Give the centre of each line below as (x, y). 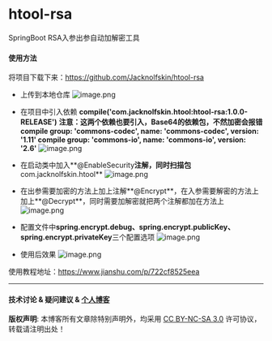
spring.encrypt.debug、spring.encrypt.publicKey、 (145, 227)
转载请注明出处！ (37, 329)
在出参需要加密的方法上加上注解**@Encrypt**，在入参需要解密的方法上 (139, 191)
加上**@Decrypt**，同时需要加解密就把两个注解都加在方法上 (122, 201)
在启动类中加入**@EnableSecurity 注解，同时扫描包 (106, 165)
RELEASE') (38, 122)
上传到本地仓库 (45, 95)
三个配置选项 (134, 237)
